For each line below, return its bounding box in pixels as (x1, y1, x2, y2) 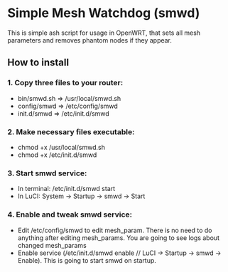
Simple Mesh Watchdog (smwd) (7, 5, 200, 21)
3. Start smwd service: (7, 168, 87, 178)
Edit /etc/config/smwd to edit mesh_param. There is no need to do (17, 226, 212, 234)
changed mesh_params (17, 241, 87, 249)
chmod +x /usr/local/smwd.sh (17, 143, 105, 151)
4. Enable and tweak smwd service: (7, 210, 133, 219)
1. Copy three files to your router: (7, 78, 124, 88)
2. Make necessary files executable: (7, 126, 135, 136)
